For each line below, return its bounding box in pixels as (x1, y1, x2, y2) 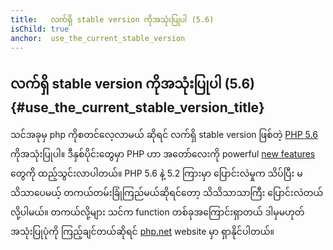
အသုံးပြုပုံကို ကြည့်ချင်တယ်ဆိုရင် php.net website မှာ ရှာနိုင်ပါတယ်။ (10, 226, 275, 238)
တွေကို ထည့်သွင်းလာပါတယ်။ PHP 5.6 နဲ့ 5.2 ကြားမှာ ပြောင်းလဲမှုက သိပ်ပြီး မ (10, 167, 303, 180)
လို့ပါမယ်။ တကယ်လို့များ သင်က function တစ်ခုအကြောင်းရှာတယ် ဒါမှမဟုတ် (10, 206, 305, 218)
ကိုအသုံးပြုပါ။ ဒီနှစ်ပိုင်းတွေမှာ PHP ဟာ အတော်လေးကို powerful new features (10, 148, 316, 160)
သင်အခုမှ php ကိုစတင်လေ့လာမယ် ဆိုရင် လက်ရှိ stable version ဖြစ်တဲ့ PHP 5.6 (10, 129, 318, 141)
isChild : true (10, 24, 70, 34)
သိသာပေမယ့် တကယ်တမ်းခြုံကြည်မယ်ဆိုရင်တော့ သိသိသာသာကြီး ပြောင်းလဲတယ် (10, 187, 324, 199)
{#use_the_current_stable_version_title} (10, 99, 265, 116)
